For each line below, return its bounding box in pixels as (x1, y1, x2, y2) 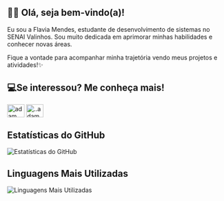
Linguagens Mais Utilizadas (7, 167, 129, 180)
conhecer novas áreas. (7, 39, 72, 48)
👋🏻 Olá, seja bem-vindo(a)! (7, 7, 125, 19)
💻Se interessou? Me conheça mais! (7, 82, 165, 94)
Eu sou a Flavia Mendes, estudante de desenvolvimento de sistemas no (7, 25, 210, 33)
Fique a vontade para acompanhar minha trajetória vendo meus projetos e (7, 53, 218, 61)
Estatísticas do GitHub (7, 129, 105, 142)
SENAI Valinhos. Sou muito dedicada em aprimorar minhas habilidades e (7, 32, 213, 41)
